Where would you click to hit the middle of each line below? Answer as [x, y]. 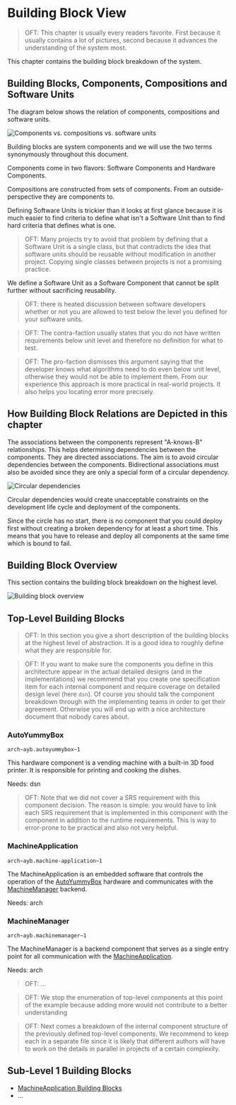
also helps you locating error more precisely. [89, 391]
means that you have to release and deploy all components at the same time [118, 536]
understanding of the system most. [76, 47]
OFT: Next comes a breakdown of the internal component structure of [126, 1026]
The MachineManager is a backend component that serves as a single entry [118, 949]
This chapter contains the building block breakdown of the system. [105, 61]
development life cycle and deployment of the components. [94, 507]
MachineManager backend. [47, 889]
